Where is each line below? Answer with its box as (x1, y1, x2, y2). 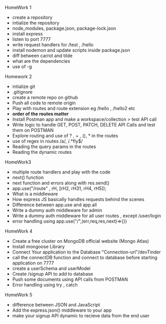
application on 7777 (12, 260, 54, 266)
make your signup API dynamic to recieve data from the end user (12, 313, 150, 318)
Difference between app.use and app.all (12, 202, 97, 208)
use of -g (12, 64, 32, 69)
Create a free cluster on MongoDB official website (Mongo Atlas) (12, 238, 149, 244)
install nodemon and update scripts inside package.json (12, 47, 130, 53)
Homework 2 (5, 74, 32, 79)
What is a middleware (12, 191, 58, 197)
